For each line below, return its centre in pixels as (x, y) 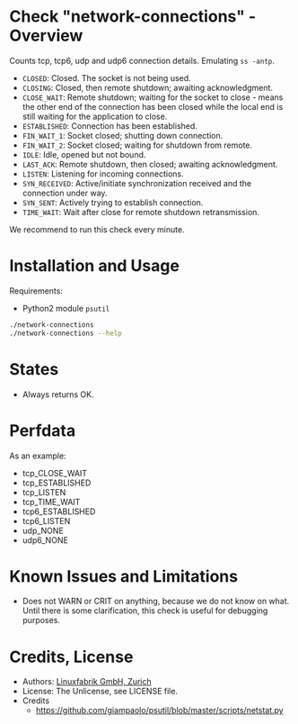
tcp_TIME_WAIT (51, 502)
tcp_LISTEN (44, 492)
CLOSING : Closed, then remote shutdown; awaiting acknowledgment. (148, 87)
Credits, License (71, 657)
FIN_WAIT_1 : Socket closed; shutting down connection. (123, 135)
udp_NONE (43, 530)
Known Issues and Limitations (124, 576)
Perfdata (43, 430)
